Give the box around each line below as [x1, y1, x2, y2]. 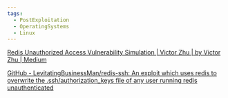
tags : [7, 10, 23, 17]
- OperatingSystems [13, 23, 70, 30]
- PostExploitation [13, 17, 70, 23]
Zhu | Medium [7, 56, 47, 64]
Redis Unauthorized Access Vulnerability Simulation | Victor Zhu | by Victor [7, 48, 221, 57]
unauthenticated [7, 84, 54, 92]
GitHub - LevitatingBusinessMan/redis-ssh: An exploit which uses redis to [7, 69, 218, 77]
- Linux [13, 29, 36, 37]
